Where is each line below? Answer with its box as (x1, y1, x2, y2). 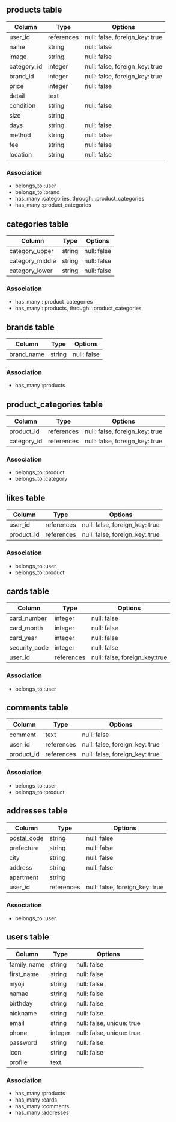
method (9, 131, 31, 139)
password (9, 1038, 37, 1047)
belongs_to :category (14, 475, 68, 483)
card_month (9, 624, 43, 632)
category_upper (9, 246, 54, 255)
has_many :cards (14, 1096, 58, 1103)
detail (9, 92, 25, 100)
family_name (9, 960, 45, 968)
